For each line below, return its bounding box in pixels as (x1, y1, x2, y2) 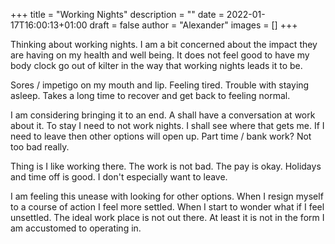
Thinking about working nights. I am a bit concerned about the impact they (10, 39, 318, 50)
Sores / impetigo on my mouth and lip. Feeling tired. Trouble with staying (10, 79, 310, 91)
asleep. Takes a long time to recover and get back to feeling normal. (10, 90, 291, 101)
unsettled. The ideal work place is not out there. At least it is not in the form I (10, 212, 325, 223)
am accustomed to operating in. (10, 222, 142, 234)
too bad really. (10, 141, 70, 153)
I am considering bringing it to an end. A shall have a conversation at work (10, 109, 316, 121)
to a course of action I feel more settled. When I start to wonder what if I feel (10, 201, 325, 213)
